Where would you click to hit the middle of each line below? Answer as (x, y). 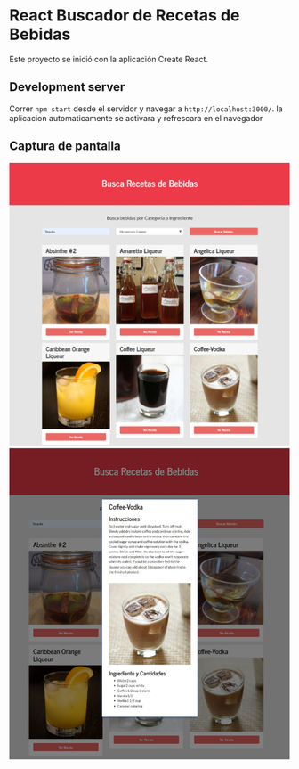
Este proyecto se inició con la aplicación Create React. (109, 59)
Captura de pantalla (65, 147)
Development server (67, 87)
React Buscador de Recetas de (125, 16)
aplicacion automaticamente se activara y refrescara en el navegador (136, 118)
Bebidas (40, 34)
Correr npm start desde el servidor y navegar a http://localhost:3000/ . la (146, 109)
